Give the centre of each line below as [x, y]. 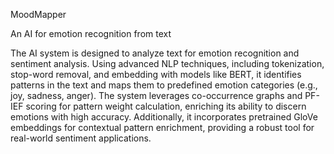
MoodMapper [38, 14]
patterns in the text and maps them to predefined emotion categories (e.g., [164, 85]
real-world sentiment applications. [81, 138]
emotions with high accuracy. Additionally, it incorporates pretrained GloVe [164, 117]
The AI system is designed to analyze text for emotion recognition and [155, 53]
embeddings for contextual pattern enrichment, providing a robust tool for [162, 127]
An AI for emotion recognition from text [91, 33]
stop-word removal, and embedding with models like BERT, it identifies [156, 74]
